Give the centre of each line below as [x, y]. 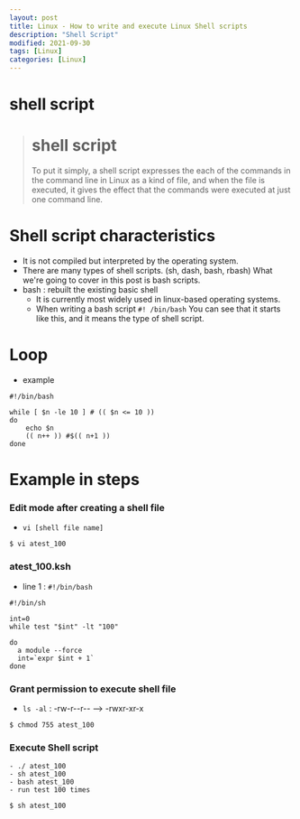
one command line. [67, 200]
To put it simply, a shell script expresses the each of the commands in [161, 171]
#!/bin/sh [28, 603]
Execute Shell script [54, 748]
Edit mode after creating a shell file [87, 508]
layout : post [34, 18]
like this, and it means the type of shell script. [120, 319]
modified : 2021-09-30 [50, 43]
